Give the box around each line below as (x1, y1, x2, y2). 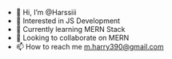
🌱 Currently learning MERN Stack (15, 25, 126, 33)
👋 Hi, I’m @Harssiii (15, 8, 78, 17)
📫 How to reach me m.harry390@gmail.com (15, 42, 164, 51)
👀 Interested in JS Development (15, 16, 121, 26)
